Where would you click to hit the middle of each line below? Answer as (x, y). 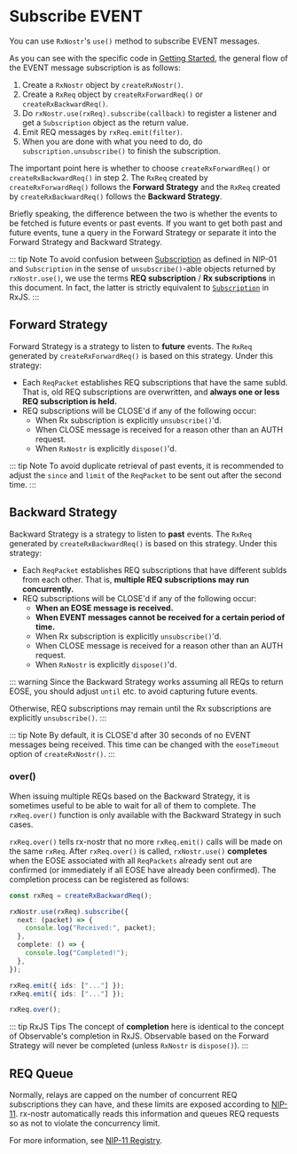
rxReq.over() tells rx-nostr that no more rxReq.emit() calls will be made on (146, 841)
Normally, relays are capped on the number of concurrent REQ (123, 1095)
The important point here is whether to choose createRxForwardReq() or (140, 168)
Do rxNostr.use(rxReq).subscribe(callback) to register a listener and (149, 113)
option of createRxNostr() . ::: (62, 753)
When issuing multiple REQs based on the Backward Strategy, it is (130, 796)
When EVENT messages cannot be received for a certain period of (160, 617)
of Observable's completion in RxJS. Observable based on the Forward (139, 1036)
